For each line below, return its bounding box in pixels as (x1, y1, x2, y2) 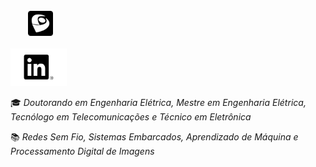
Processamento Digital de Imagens (10, 145, 155, 157)
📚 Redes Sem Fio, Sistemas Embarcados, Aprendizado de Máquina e (10, 130, 299, 143)
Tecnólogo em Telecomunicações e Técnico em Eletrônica (10, 110, 252, 123)
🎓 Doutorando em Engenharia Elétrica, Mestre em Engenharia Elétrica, (10, 96, 307, 108)
